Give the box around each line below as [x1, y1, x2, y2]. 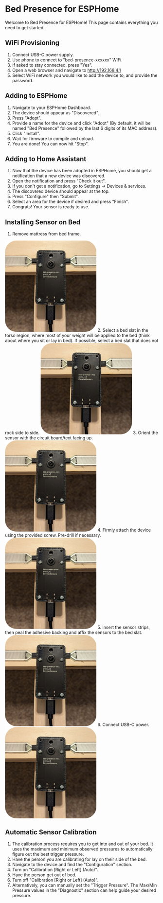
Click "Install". [12, 130, 40, 136]
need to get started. [5, 24, 45, 30]
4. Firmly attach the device [97, 527, 151, 533]
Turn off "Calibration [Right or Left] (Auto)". [12, 877, 99, 883]
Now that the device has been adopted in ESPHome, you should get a [12, 168, 152, 174]
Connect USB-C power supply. [12, 52, 74, 57]
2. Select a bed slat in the [97, 327, 148, 333]
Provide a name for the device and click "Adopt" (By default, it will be [12, 120, 151, 126]
